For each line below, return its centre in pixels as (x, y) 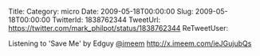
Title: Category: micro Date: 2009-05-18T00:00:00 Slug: (101, 11)
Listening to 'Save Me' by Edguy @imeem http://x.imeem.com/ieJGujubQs (130, 43)
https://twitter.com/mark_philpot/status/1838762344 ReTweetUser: (118, 28)
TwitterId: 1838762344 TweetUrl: (106, 20)
